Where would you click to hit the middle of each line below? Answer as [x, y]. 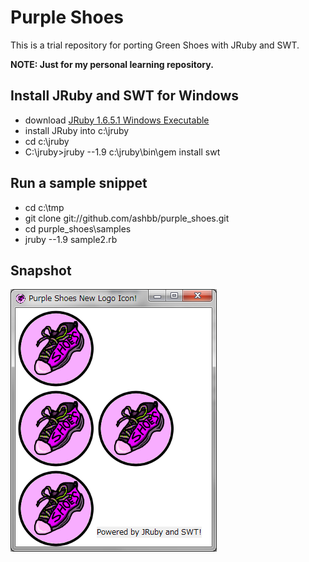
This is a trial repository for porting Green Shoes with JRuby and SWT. [155, 45]
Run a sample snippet [79, 183]
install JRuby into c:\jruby [77, 130]
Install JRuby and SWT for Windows [124, 96]
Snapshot [41, 270]
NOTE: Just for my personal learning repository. [112, 64]
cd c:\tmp [44, 207]
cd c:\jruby [47, 141]
